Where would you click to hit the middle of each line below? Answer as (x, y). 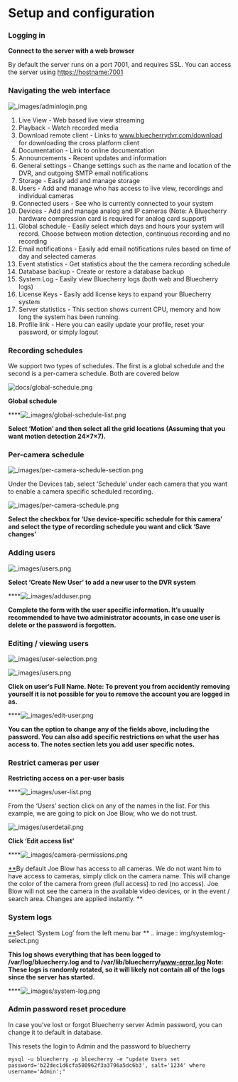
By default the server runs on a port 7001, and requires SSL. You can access (120, 65)
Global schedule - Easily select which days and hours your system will (121, 226)
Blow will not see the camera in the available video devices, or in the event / (119, 891)
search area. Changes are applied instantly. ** (76, 899)
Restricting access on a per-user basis (66, 779)
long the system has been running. (69, 317)
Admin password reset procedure (67, 1009)
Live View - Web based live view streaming (81, 120)
